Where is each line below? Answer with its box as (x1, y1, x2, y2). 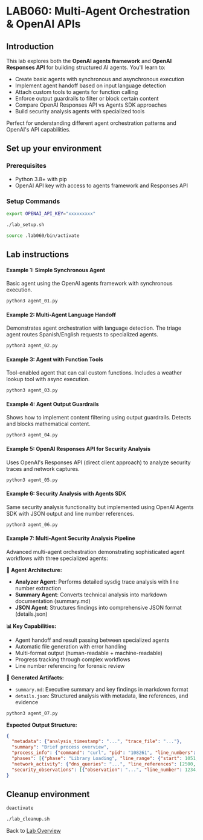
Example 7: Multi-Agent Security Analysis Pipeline (6, 535, 135, 542)
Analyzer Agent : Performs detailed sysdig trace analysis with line (14, 578, 179, 585)
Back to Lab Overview (6, 827, 62, 835)
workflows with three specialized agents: (6, 555, 109, 562)
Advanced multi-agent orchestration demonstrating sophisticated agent (6, 548, 185, 555)
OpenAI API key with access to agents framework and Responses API (14, 182, 188, 189)
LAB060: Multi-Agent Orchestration (6, 4, 190, 18)
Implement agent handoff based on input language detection (14, 82, 166, 89)
